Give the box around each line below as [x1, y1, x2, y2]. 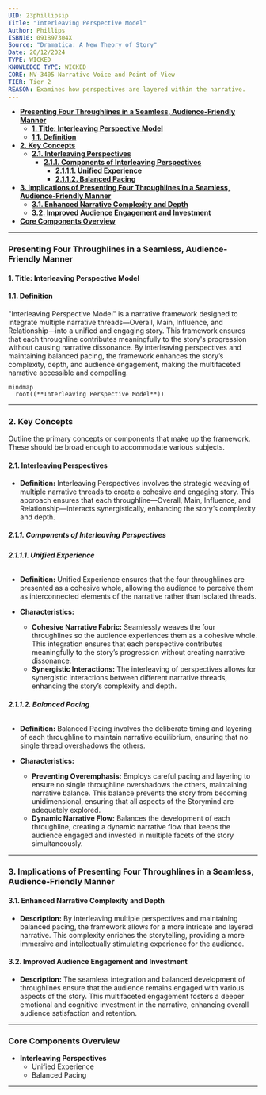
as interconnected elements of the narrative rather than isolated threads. [19, 592, 257, 601]
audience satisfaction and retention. [19, 1008, 137, 1017]
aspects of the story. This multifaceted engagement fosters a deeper [19, 991, 245, 1001]
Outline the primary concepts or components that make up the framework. [8, 434, 251, 444]
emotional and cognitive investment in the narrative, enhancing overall [19, 1000, 249, 1009]
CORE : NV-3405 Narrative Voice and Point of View [8, 71, 176, 78]
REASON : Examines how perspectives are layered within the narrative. [8, 85, 246, 94]
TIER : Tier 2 [8, 78, 51, 86]
